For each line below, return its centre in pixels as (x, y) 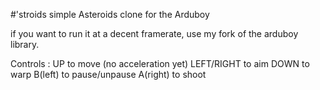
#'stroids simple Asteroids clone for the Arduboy (110, 14)
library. (25, 44)
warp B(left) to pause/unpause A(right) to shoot (108, 74)
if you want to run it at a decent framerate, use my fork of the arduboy (154, 33)
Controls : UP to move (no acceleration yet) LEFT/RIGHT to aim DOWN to (160, 63)
